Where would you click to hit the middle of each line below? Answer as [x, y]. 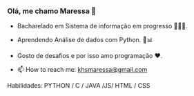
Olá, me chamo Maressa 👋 [52, 11]
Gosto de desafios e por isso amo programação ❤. [90, 56]
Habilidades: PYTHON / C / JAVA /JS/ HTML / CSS [79, 86]
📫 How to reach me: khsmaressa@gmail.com [82, 70]
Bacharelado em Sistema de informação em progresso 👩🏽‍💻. [102, 26]
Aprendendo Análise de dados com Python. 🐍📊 [85, 40]
